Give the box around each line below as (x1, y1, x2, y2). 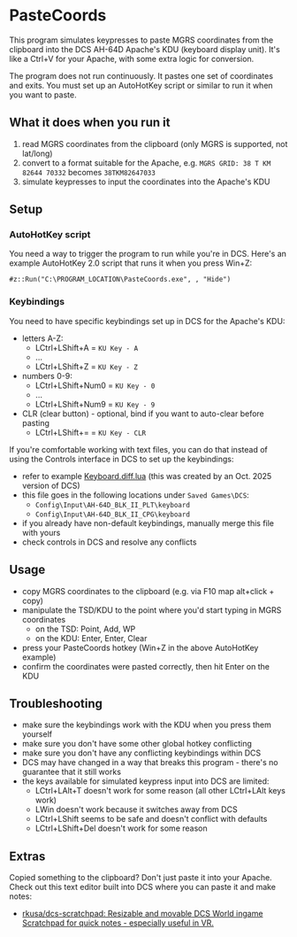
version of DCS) (21, 480, 81, 491)
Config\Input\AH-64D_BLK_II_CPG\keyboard (34, 510, 190, 519)
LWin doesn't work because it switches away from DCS (34, 804, 238, 815)
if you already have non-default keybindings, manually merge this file (21, 517, 275, 528)
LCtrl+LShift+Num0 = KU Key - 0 (34, 380, 156, 391)
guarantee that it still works (21, 767, 122, 778)
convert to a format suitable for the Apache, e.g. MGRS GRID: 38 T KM (21, 157, 271, 168)
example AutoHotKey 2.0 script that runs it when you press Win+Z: (9, 258, 253, 268)
